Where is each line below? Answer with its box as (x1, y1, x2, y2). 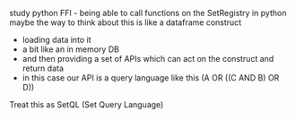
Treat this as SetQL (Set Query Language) (9, 99, 164, 110)
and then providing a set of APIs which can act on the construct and (22, 54, 274, 64)
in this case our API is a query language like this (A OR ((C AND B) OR (22, 72, 280, 83)
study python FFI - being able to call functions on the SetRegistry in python (9, 8, 287, 18)
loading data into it (22, 35, 91, 45)
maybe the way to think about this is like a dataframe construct (9, 17, 242, 28)
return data (22, 63, 65, 73)
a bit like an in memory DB (22, 44, 119, 55)
